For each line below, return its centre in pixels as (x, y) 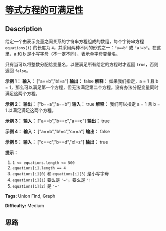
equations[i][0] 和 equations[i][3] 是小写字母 (60, 174)
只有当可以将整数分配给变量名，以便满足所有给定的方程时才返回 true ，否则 (82, 64)
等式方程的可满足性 (44, 10)
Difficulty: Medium (25, 206)
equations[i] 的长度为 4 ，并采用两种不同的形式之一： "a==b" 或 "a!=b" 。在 (81, 47)
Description (24, 29)
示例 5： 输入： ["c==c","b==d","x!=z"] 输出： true (56, 142)
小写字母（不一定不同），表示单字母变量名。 (76, 54)
